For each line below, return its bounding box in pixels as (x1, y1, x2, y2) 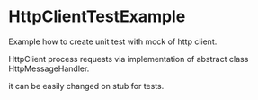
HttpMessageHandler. (8, 63, 90, 74)
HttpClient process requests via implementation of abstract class (8, 53, 249, 64)
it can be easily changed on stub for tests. (8, 80, 165, 91)
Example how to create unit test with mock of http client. (8, 36, 218, 47)
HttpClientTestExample (8, 6, 186, 27)
